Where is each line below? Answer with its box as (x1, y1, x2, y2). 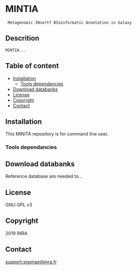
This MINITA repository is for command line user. (5, 131, 109, 137)
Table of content (5, 62, 59, 70)
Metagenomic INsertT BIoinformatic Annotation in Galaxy (7, 20, 132, 25)
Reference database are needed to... (5, 173, 83, 180)
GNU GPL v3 (5, 201, 32, 208)
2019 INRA (5, 230, 28, 236)
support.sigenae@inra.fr (5, 259, 57, 265)
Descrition (5, 34, 40, 43)
